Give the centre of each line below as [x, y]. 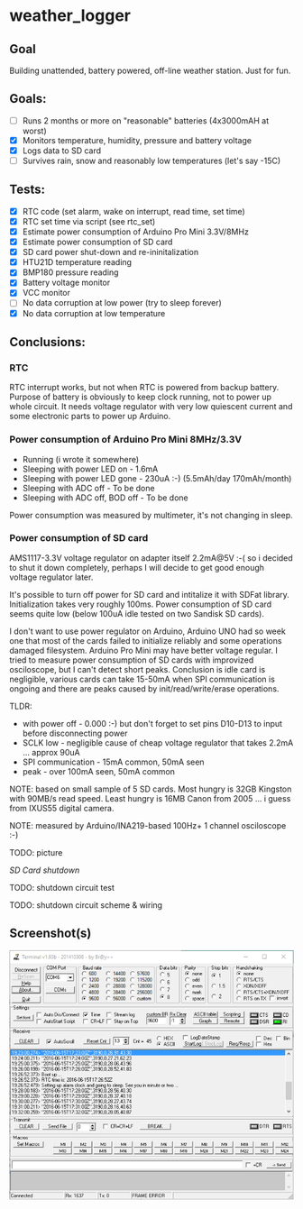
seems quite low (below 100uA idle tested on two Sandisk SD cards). [137, 613]
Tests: [27, 190]
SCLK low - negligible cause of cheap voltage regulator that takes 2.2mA [158, 742]
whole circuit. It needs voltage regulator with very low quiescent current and [151, 407]
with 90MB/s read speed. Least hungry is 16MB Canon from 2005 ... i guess [150, 798]
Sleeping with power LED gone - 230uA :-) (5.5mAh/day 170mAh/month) [157, 478]
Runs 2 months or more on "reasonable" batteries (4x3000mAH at [145, 120]
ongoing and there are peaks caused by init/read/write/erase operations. [144, 688]
